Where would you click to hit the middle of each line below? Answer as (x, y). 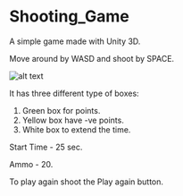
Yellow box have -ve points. (73, 120)
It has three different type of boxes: (75, 93)
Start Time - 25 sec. (46, 147)
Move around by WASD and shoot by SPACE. (92, 58)
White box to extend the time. (76, 129)
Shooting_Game (69, 17)
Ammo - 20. (31, 164)
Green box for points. (61, 110)
